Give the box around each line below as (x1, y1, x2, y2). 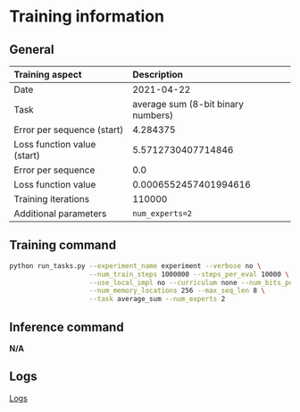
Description (132, 69, 184, 80)
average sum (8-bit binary (132, 98, 244, 110)
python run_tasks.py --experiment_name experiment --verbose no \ (9, 261, 262, 270)
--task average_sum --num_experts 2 (88, 295, 226, 304)
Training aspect (13, 69, 82, 80)
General (9, 42, 55, 57)
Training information (9, 6, 165, 27)
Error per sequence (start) (13, 123, 124, 136)
